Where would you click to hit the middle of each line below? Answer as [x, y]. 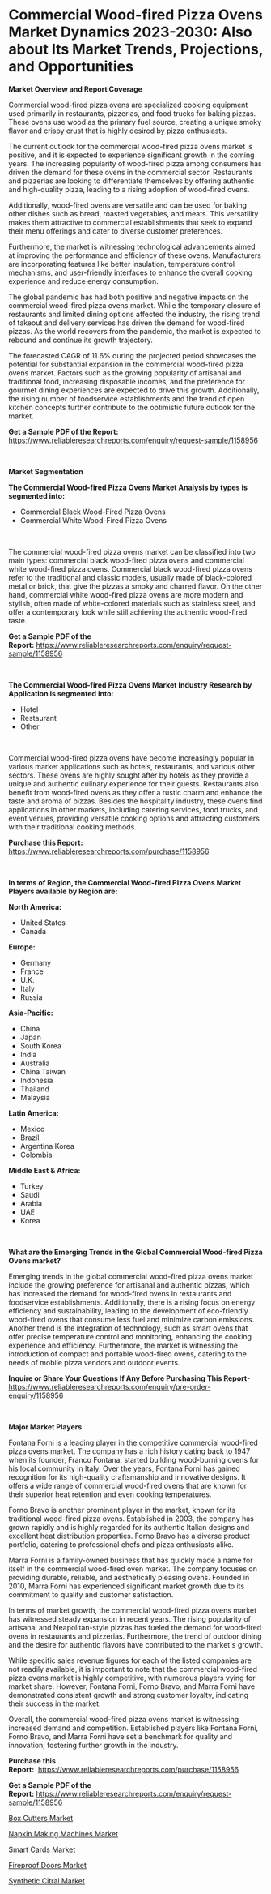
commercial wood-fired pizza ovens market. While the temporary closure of [135, 305]
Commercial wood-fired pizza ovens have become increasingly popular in [131, 758]
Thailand [35, 1089]
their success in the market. [55, 1703]
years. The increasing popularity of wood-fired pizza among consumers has [135, 163]
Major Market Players [45, 1427]
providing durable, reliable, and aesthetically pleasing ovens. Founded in [129, 1577]
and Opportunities [71, 67]
